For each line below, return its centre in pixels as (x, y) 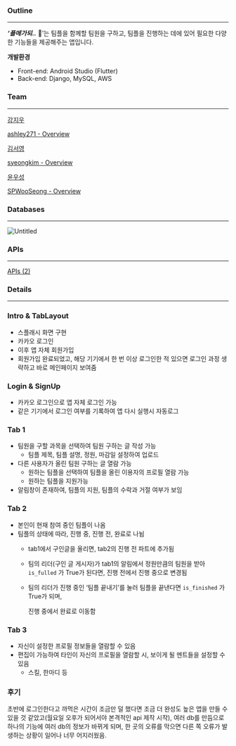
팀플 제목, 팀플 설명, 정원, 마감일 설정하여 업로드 (93, 455)
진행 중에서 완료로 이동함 (62, 611)
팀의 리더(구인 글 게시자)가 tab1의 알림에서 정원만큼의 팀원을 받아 (117, 563)
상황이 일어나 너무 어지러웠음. (66, 735)
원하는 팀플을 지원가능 (58, 481)
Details (20, 289)
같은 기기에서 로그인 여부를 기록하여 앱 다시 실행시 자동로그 (98, 411)
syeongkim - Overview (40, 162)
